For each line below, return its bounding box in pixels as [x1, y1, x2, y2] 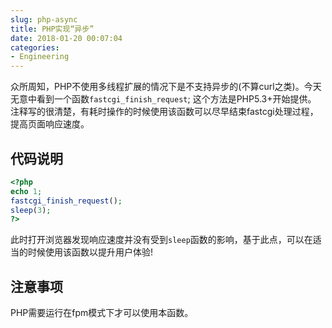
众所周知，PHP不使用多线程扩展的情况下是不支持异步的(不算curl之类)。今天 [10, 81, 322, 93]
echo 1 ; [10, 186, 43, 196]
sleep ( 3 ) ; [10, 205, 52, 215]
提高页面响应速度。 [10, 118, 90, 130]
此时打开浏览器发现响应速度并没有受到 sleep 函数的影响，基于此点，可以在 [10, 234, 313, 246]
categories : [10, 42, 60, 53]
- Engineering [10, 52, 70, 62]
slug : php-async [10, 14, 78, 25]
